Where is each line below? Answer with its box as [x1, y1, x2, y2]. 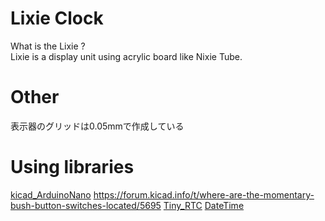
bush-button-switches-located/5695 [10, 199, 162, 211]
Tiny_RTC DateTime [163, 199, 245, 211]
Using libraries [10, 156, 135, 179]
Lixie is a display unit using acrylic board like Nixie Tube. [10, 50, 243, 62]
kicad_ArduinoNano [10, 188, 92, 201]
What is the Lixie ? [10, 40, 86, 52]
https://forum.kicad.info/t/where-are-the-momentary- [93, 188, 315, 201]
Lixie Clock [10, 7, 104, 30]
